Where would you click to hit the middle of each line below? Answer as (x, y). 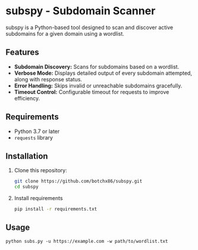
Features (22, 53)
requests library (33, 137)
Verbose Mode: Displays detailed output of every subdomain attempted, (103, 73)
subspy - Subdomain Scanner (81, 11)
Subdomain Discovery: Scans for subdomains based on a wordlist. (97, 67)
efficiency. (27, 98)
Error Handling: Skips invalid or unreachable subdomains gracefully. (98, 86)
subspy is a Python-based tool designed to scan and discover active (89, 27)
